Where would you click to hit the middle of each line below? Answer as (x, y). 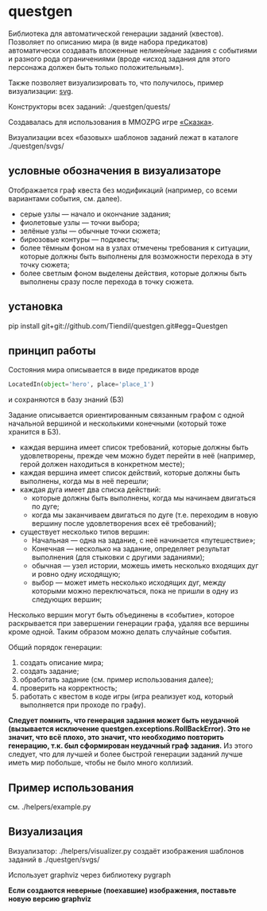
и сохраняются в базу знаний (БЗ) (66, 399)
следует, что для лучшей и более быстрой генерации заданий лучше (126, 754)
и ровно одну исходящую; (76, 574)
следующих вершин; (67, 600)
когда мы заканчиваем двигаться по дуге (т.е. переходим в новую (145, 515)
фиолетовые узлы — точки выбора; (80, 222)
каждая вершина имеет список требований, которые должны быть (134, 447)
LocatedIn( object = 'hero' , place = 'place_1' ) (81, 384)
